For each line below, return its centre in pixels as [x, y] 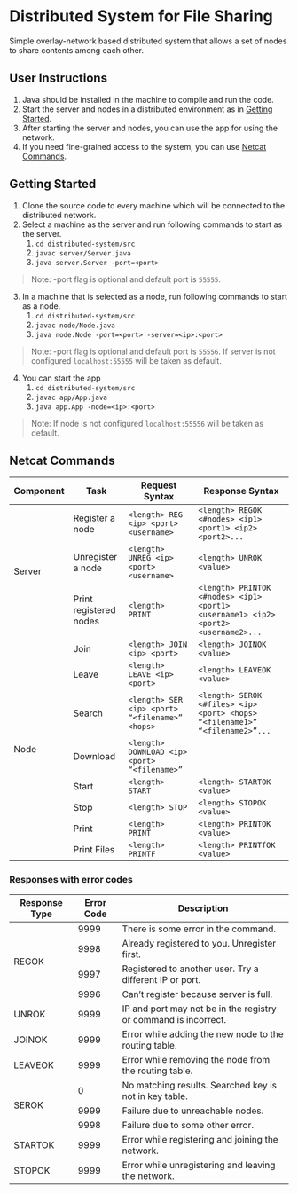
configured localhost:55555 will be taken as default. [126, 360]
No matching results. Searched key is [200, 1085]
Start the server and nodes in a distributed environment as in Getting [147, 109]
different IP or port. [161, 979]
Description [203, 908]
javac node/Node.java [75, 326]
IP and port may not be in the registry [199, 1009]
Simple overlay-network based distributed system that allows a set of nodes [148, 41]
